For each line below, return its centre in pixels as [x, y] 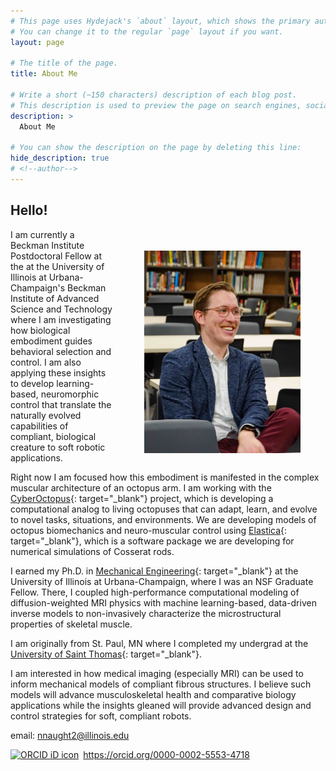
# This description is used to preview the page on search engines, [156, 105]
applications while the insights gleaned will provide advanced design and [161, 705]
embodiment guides [51, 341]
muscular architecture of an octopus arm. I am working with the [141, 487]
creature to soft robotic [58, 447]
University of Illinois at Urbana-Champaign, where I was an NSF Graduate [162, 581]
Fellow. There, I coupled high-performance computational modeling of [155, 592]
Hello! [29, 210]
